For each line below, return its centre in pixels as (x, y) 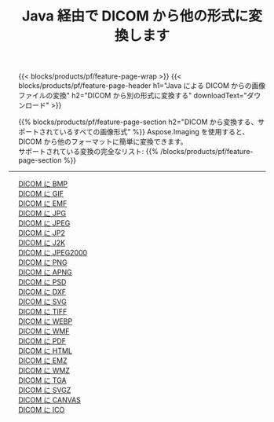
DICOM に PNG (43, 262)
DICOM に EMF (43, 204)
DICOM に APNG (45, 273)
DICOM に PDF (42, 341)
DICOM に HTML (46, 351)
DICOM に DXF (42, 292)
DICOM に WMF (44, 332)
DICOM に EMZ (43, 361)
